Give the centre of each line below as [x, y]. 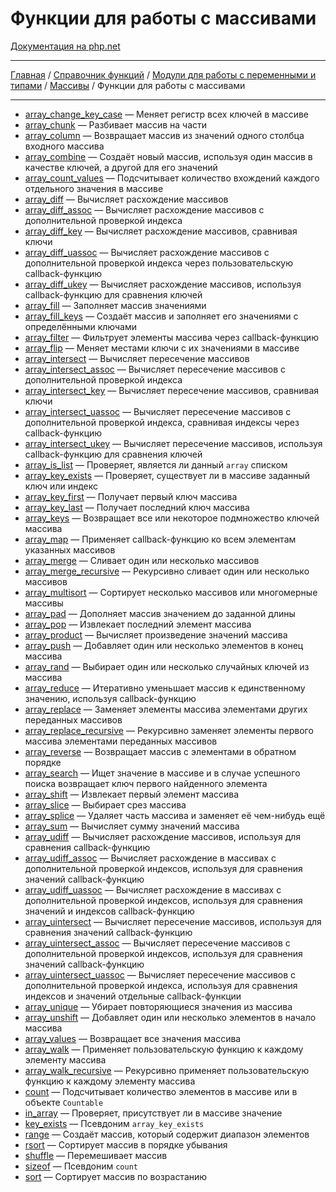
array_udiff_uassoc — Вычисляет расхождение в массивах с [153, 889]
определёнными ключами [81, 326]
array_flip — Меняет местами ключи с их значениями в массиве [162, 348]
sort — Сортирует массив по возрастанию [116, 1176]
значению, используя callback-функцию [110, 698]
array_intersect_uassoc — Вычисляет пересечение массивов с [158, 411]
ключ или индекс [61, 486]
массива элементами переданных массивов [121, 741]
